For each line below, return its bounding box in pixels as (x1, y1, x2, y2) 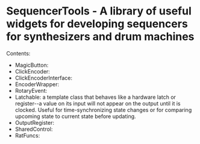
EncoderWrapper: (14, 80, 59, 88)
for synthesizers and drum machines (6, 30, 195, 43)
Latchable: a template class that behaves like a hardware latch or (14, 93, 177, 101)
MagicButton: (14, 61, 49, 69)
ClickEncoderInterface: (14, 74, 72, 81)
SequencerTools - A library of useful (6, 4, 192, 18)
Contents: (6, 49, 31, 57)
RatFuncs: (14, 131, 40, 139)
